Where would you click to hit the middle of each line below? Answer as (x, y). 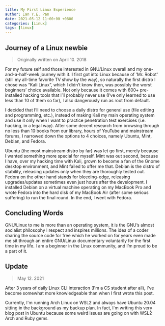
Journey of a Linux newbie (46, 48)
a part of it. (16, 251)
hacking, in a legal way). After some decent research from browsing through (82, 125)
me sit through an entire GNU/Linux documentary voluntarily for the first (78, 241)
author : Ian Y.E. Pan (27, 14)
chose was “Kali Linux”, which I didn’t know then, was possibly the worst (79, 84)
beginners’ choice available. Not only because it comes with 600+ (72, 90)
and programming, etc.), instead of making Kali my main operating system (80, 115)
